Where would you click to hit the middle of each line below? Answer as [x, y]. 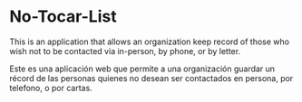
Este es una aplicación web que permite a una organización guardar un [142, 69]
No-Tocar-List [63, 17]
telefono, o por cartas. [51, 88]
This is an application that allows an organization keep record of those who [150, 42]
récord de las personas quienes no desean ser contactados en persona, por [151, 78]
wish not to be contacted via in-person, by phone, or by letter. [125, 51]
